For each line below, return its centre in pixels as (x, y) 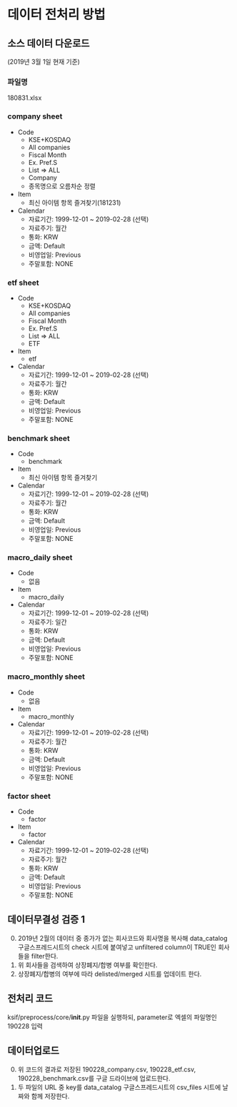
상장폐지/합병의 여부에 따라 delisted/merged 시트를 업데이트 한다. (110, 974)
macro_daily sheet (40, 557)
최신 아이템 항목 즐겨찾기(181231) (75, 202)
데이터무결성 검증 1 (46, 920)
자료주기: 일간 (47, 622)
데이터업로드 (33, 1051)
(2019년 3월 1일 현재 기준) (44, 62)
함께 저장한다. (50, 1096)
